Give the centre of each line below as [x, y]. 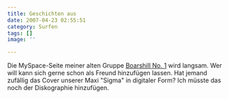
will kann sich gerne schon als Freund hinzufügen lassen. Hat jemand [107, 73]
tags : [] [20, 33]
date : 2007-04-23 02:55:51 [47, 20]
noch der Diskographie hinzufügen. [58, 88]
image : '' [22, 40]
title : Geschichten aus [42, 14]
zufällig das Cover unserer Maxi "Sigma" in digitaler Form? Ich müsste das [114, 80]
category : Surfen [33, 26]
